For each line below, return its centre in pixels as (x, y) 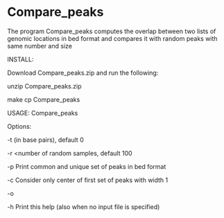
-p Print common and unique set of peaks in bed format (87, 166)
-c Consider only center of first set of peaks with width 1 (88, 180)
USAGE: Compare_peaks (43, 113)
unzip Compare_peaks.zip (44, 86)
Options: (19, 126)
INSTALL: (20, 59)
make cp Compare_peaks (44, 99)
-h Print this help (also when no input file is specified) (84, 207)
